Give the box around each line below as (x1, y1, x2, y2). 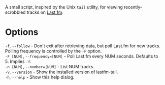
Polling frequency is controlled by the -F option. (5, 48, 102, 54)
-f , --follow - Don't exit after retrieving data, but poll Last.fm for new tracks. (5, 43, 161, 49)
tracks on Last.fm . (27, 9, 64, 15)
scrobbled (5, 9, 26, 15)
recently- (124, 4, 142, 10)
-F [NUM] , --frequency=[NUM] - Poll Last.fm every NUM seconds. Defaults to (5, 53, 159, 59)
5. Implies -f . (5, 58, 32, 64)
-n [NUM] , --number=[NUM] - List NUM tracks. (5, 63, 95, 69)
